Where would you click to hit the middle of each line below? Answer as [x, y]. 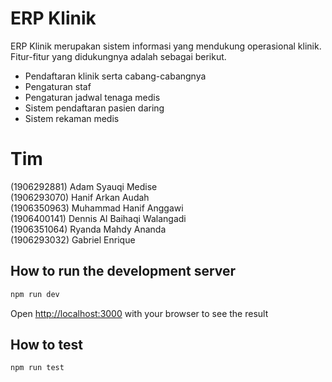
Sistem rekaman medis [72, 118]
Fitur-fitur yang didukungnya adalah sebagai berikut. [118, 56]
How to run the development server [123, 271]
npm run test [37, 368]
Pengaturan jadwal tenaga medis [92, 97]
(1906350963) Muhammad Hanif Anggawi [97, 208]
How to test [46, 344]
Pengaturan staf [58, 86]
